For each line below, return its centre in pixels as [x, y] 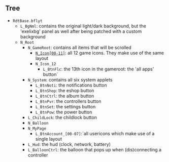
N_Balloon [38, 123]
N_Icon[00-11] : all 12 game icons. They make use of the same [99, 53]
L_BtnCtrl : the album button [65, 96]
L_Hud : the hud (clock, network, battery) [69, 144]
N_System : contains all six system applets [70, 79]
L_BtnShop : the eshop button [65, 90]
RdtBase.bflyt [27, 21]
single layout [49, 139]
